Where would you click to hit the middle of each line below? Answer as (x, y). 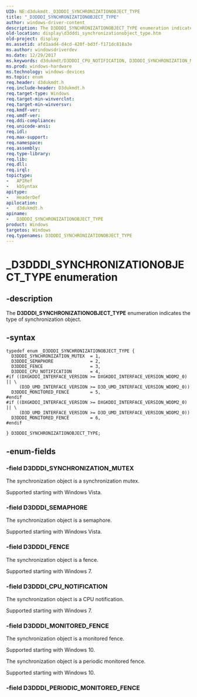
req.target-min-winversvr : (39, 104)
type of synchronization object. (44, 319)
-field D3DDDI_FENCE (38, 547)
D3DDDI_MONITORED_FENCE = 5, (56, 392)
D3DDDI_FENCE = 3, (56, 367)
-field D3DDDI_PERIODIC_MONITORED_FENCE (73, 688)
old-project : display (33, 39)
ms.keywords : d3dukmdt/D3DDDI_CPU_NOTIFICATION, (67, 61)
